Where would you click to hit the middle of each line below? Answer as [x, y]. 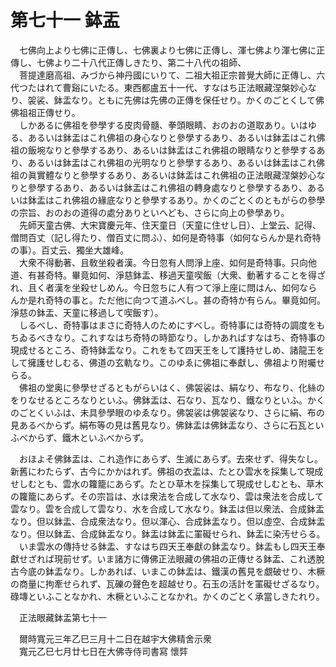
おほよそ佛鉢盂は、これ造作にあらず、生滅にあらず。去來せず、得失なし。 [171, 458]
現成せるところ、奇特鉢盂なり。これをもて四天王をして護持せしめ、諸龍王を [167, 350]
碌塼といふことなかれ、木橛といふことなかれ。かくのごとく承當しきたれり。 [167, 596]
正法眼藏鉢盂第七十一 [62, 617]
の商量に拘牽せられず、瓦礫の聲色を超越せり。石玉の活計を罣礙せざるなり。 [167, 583]
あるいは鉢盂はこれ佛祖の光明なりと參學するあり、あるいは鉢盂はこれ [172, 162]
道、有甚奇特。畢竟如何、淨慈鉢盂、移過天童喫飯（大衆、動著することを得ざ [168, 275]
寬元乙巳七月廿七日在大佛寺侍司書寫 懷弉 [103, 651]
